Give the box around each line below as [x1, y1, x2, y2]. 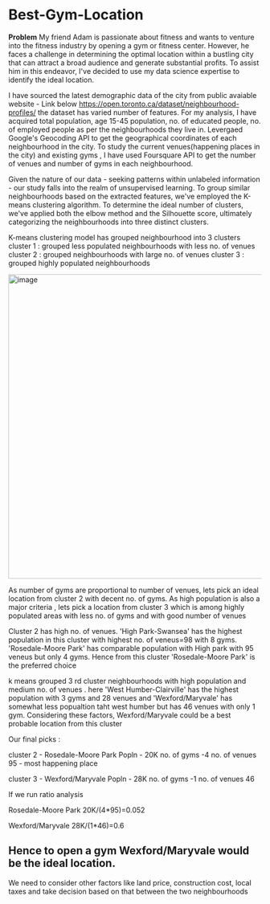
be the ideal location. [8, 857, 117, 870]
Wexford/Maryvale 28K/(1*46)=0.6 [8, 820, 125, 830]
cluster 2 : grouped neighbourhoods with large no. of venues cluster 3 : [8, 249, 245, 259]
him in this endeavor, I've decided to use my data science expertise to [8, 66, 239, 76]
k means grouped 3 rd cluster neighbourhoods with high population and [8, 676, 247, 685]
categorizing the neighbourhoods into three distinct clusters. [8, 217, 209, 227]
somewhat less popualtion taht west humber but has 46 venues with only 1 [8, 702, 256, 711]
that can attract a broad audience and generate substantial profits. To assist [8, 58, 260, 67]
